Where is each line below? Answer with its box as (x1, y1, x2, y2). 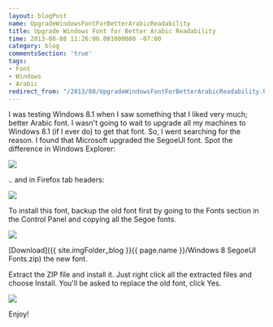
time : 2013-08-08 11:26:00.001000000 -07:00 (8, 34, 162, 43)
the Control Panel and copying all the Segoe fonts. (8, 214, 177, 224)
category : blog (8, 42, 60, 50)
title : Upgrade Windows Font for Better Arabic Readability (8, 27, 217, 35)
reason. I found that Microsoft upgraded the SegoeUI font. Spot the (8, 136, 233, 145)
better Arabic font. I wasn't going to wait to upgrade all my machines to (8, 118, 246, 128)
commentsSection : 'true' (8, 49, 93, 58)
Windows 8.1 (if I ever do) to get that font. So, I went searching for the (8, 127, 241, 136)
